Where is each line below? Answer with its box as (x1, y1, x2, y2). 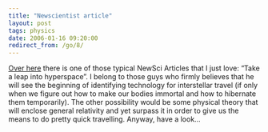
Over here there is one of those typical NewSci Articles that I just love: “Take (8, 63, 260, 73)
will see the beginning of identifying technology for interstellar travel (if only (8, 81, 258, 90)
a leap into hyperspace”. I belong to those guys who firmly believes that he (8, 72, 254, 82)
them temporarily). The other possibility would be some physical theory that (8, 98, 258, 107)
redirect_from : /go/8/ (8, 42, 84, 50)
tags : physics (8, 26, 56, 34)
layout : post (8, 19, 52, 27)
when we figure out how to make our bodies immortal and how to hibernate (8, 89, 257, 98)
